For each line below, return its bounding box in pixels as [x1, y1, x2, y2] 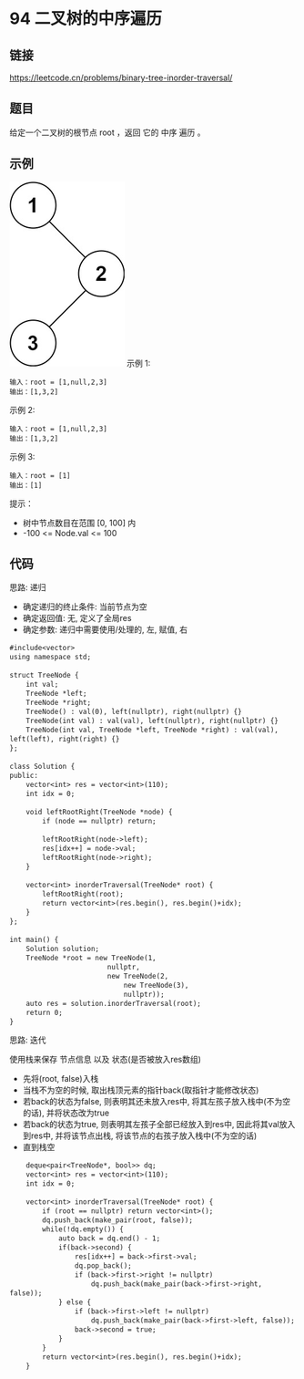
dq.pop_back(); [74, 1261, 132, 1270]
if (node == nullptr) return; [42, 817, 157, 826]
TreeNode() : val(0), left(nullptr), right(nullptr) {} [25, 708, 243, 717]
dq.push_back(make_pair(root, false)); [42, 1216, 194, 1225]
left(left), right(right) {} [9, 735, 120, 744]
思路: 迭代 [9, 1034, 46, 1045]
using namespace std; [9, 653, 92, 662]
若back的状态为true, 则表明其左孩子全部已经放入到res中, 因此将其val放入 [22, 1119, 296, 1130]
